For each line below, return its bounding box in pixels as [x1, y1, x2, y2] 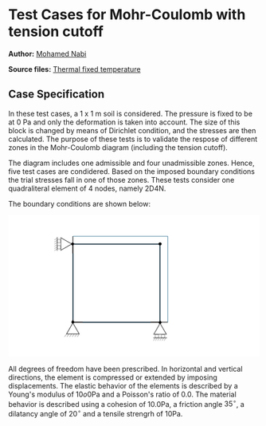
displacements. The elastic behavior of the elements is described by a [8, 381, 238, 390]
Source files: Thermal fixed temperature [8, 64, 141, 73]
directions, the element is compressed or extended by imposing [8, 373, 217, 382]
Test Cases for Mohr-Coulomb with [8, 6, 246, 24]
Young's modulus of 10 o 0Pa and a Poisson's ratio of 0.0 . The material [8, 389, 237, 399]
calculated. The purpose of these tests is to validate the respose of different [8, 134, 258, 144]
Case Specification [8, 88, 105, 101]
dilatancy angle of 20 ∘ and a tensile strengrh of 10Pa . [8, 408, 183, 419]
